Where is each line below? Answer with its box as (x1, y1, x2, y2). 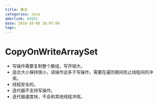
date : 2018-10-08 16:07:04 (5, 21, 60, 26)
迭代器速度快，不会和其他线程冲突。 (12, 94, 85, 100)
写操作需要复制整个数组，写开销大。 (12, 63, 85, 69)
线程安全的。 (12, 82, 38, 87)
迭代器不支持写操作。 (12, 87, 55, 93)
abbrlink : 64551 (5, 16, 38, 21)
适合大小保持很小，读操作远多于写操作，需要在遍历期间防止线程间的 (12, 69, 149, 75)
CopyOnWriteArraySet (5, 46, 98, 58)
